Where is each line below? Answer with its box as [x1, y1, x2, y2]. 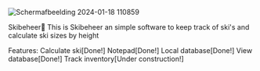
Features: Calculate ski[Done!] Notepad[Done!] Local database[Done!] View [8, 46, 253, 55]
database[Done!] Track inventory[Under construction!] [8, 55, 184, 63]
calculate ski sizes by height [8, 31, 99, 40]
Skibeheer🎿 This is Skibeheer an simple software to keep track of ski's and [8, 23, 250, 31]
